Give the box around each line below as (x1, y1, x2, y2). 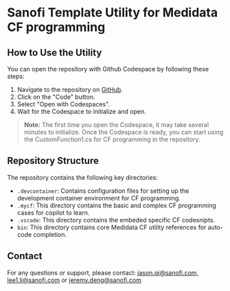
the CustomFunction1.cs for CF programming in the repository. (23, 135, 200, 143)
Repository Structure (7, 155, 100, 167)
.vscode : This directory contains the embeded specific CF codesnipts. (16, 216, 215, 224)
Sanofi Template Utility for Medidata (7, 5, 218, 21)
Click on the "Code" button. (16, 93, 95, 101)
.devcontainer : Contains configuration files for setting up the (16, 187, 189, 195)
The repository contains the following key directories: (7, 173, 158, 181)
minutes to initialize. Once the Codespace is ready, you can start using (23, 128, 224, 136)
